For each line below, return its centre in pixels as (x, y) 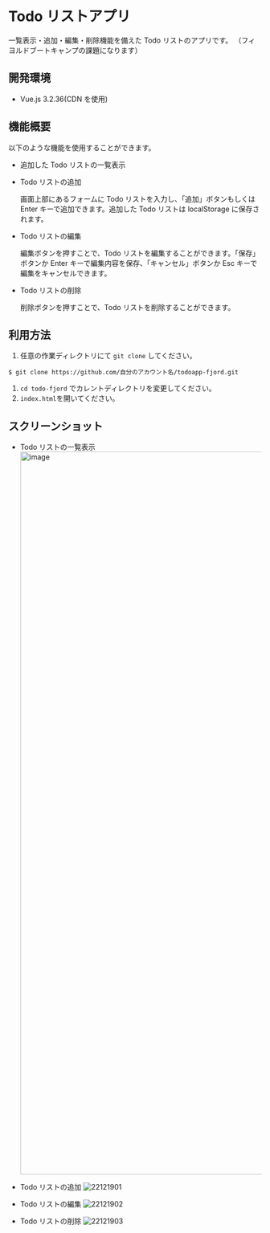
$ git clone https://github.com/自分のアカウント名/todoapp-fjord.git (123, 373)
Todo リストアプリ (70, 16)
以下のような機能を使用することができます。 (82, 147)
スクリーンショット (55, 426)
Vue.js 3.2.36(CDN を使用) (64, 99)
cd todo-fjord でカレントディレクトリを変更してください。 (118, 388)
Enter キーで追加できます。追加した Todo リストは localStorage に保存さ (139, 209)
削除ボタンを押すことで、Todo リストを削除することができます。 (127, 307)
